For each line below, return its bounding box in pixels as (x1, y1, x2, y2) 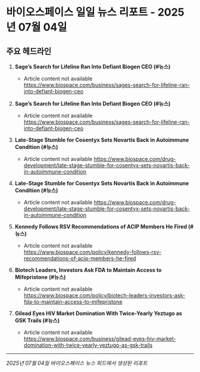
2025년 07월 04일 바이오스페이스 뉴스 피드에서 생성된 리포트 (6, 359, 148, 367)
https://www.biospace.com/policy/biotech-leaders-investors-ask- (23, 292, 186, 299)
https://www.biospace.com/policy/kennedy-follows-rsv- (23, 249, 162, 255)
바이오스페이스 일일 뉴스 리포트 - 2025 (6, 5, 185, 19)
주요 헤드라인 (6, 46, 52, 56)
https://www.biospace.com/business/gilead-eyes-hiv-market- (23, 336, 176, 342)
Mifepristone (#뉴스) (14, 273, 66, 280)
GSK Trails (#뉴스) (14, 317, 60, 324)
